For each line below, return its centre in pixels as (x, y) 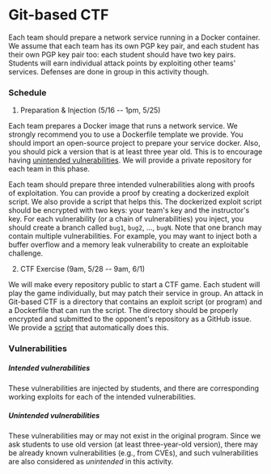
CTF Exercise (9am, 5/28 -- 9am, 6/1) (83, 269)
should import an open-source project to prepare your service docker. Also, (134, 143)
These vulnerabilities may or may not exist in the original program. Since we (135, 436)
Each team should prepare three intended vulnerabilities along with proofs (132, 184)
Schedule (28, 92)
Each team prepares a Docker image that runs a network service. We (123, 126)
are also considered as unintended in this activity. (91, 462)
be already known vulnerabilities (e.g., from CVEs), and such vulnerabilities (133, 453)
